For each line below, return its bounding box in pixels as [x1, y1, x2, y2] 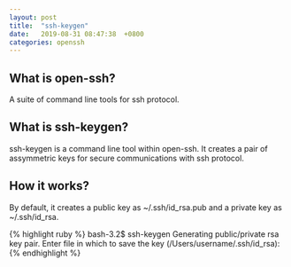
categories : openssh [9, 37, 86, 47]
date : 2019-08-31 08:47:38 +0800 [9, 29, 144, 38]
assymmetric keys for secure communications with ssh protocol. [9, 153, 245, 163]
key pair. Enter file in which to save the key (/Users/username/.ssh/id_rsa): [9, 238, 280, 248]
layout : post [9, 12, 57, 22]
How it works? [9, 178, 90, 193]
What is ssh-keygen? [9, 120, 129, 135]
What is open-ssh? [9, 70, 117, 85]
